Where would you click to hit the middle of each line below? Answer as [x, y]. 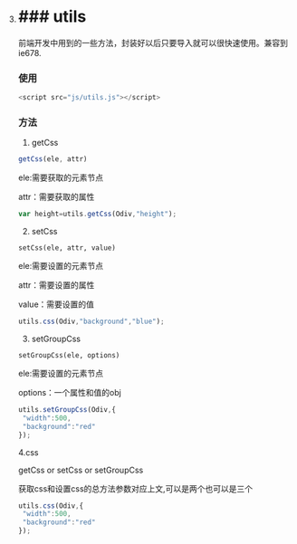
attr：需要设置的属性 [56, 285]
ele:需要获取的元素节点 [61, 177]
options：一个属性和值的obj [70, 393]
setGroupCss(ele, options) [69, 356]
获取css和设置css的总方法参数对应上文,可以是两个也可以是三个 [135, 488]
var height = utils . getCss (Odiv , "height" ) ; [97, 215]
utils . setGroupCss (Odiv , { [67, 410]
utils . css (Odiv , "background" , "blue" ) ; [91, 322]
